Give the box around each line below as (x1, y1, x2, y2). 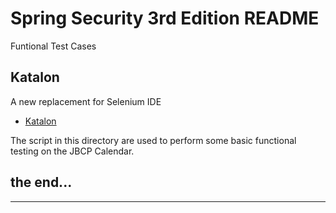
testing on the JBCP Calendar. (10, 145, 135, 157)
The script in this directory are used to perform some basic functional (10, 134, 297, 146)
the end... (10, 174, 73, 191)
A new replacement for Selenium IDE (10, 95, 162, 107)
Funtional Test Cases (10, 40, 97, 52)
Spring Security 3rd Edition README (10, 7, 320, 30)
